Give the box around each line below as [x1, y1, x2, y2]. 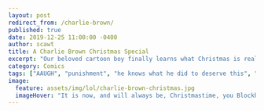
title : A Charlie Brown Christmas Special [8, 48, 149, 55]
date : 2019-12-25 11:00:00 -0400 [8, 33, 118, 41]
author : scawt [8, 41, 55, 48]
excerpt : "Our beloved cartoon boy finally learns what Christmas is [8, 55, 241, 63]
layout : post [8, 11, 51, 20]
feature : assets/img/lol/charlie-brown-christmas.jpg [15, 84, 195, 92]
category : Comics [8, 63, 65, 70]
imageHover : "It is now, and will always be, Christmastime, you [15, 91, 234, 99]
